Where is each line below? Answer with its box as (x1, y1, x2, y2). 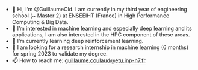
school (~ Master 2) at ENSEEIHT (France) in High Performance (11, 12, 170, 19)
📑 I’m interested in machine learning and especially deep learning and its (11, 25, 193, 32)
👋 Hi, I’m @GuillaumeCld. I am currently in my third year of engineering (11, 6, 188, 13)
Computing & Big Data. (11, 19, 69, 25)
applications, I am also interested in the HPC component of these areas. (11, 31, 190, 38)
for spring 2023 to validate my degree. (11, 50, 108, 57)
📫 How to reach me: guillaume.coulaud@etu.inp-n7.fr (11, 57, 146, 64)
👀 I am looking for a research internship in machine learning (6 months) (11, 44, 188, 51)
